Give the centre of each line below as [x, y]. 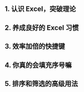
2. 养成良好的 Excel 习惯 [42, 27]
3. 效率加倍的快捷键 [35, 47]
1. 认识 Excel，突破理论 [40, 9]
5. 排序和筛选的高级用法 [41, 84]
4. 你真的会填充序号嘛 [38, 65]
